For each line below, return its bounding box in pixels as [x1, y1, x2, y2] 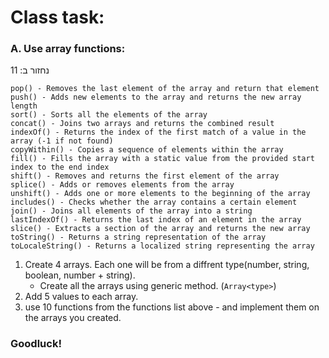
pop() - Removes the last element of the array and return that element [10, 84, 320, 94]
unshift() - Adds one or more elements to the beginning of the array [10, 189, 311, 199]
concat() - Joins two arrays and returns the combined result [10, 119, 275, 129]
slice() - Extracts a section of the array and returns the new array [10, 224, 311, 234]
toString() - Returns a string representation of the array [10, 232, 267, 243]
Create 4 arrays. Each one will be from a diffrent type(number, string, [24, 259, 310, 271]
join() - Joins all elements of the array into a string [10, 206, 253, 216]
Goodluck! [10, 337, 62, 351]
